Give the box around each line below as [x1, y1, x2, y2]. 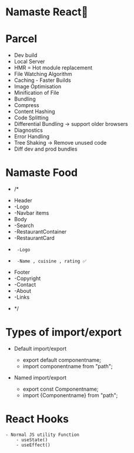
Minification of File [14, 89, 59, 96]
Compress [14, 102, 39, 109]
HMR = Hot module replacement [14, 64, 92, 71]
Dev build [14, 52, 38, 59]
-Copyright [14, 275, 41, 282]
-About [14, 288, 32, 295]
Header [14, 197, 33, 204]
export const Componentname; [22, 385, 99, 392]
